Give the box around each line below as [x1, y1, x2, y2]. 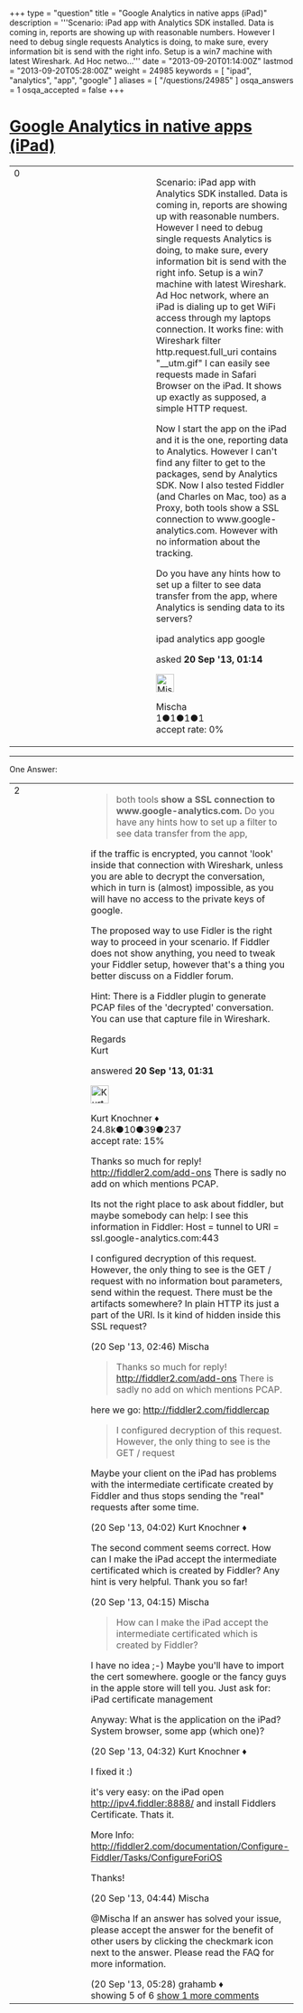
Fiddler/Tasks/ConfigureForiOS [90, 1851, 223, 1864]
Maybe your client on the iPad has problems [90, 1467, 277, 1479]
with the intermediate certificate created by [90, 1478, 274, 1490]
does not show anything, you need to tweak [90, 947, 276, 959]
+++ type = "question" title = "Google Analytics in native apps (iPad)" [9, 8, 268, 18]
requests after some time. [90, 1500, 199, 1513]
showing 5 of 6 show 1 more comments [90, 1989, 260, 2001]
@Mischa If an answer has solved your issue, [90, 1912, 282, 1924]
